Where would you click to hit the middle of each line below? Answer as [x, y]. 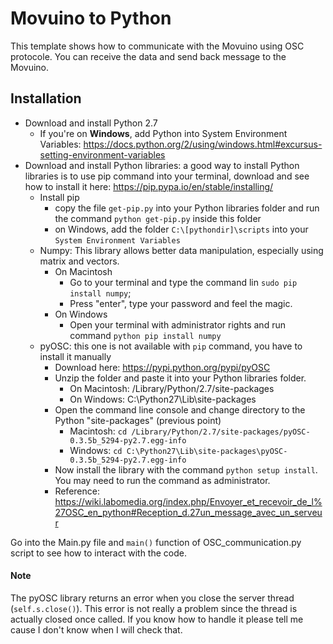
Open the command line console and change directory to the [180, 409]
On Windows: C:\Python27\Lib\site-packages [163, 399]
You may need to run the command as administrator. [162, 480]
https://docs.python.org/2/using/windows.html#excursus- [203, 144]
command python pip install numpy [145, 335]
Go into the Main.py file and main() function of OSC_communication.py [156, 542]
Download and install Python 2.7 [91, 123]
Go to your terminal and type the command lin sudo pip [183, 282]
